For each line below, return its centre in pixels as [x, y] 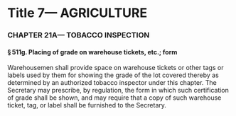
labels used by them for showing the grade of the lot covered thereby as [113, 75]
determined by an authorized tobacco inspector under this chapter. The [112, 83]
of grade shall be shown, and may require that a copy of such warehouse [114, 98]
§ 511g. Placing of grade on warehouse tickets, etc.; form [92, 52]
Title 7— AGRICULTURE [77, 13]
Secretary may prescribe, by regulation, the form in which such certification [118, 91]
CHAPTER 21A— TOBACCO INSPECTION [79, 35]
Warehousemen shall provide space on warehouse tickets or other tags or [116, 68]
